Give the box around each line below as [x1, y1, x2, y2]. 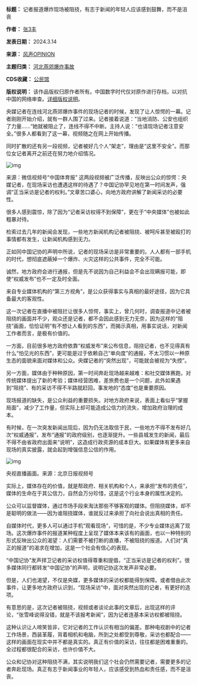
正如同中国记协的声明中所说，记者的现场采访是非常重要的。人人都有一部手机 [6, 248, 191, 255]
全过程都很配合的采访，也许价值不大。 [6, 646, 98, 653]
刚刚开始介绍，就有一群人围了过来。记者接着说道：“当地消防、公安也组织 [11, 115, 189, 122]
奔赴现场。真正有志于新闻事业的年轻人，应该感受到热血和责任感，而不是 [11, 666, 186, 673]
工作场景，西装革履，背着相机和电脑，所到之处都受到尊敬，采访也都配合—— [6, 631, 191, 638]
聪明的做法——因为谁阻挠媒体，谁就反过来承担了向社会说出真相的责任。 [11, 510, 186, 517]
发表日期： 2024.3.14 [6, 38, 57, 45]
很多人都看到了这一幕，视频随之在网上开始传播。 [16, 130, 135, 137]
